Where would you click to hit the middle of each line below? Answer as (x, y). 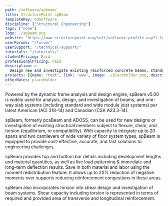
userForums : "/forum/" (29, 43)
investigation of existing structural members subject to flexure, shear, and (81, 125)
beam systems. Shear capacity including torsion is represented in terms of (82, 193)
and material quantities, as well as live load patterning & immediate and (78, 162)
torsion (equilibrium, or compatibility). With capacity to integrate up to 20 (80, 131)
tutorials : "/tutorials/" (32, 52)
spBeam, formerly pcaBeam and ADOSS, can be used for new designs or (80, 120)
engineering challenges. (30, 147)
